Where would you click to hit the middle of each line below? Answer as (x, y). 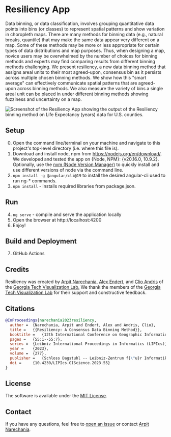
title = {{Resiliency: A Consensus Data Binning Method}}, (76, 330)
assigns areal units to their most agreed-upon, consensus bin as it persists (83, 72)
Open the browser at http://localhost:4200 (57, 220)
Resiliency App (38, 9)
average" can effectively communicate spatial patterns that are (71, 83)
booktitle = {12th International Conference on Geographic (76, 335)
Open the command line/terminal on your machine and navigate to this (86, 143)
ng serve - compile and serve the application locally (67, 214)
